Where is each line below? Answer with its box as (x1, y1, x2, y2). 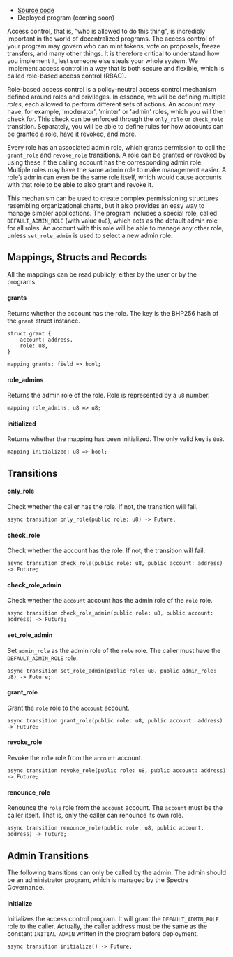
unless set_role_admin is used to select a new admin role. (7, 231, 173, 239)
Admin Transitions (7, 850, 89, 862)
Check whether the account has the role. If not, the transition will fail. (7, 546, 206, 555)
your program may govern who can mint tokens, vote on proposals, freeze (7, 42, 221, 50)
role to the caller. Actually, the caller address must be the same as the (7, 922, 208, 930)
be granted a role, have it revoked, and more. (7, 130, 137, 138)
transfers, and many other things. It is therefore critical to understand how (7, 49, 220, 57)
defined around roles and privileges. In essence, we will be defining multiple (7, 92, 226, 101)
